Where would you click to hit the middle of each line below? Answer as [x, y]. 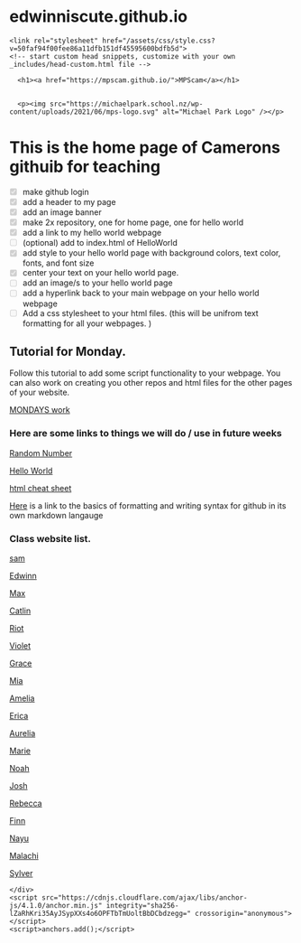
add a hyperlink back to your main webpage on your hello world [141, 293]
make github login [56, 191]
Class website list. [50, 538]
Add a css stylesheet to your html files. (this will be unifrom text [140, 313]
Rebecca [26, 803]
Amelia [22, 698]
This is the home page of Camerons [145, 148]
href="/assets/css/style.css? [159, 41]
